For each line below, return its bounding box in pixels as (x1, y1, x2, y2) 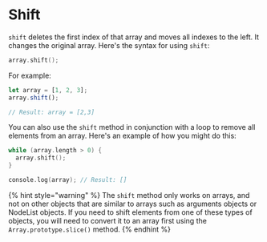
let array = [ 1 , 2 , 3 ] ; (8, 86, 88, 94)
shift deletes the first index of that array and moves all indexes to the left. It (8, 32, 259, 42)
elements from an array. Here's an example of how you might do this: (8, 131, 237, 141)
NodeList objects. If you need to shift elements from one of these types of (8, 207, 253, 217)
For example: (8, 71, 52, 80)
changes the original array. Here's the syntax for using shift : (8, 40, 210, 50)
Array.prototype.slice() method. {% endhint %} (8, 224, 171, 234)
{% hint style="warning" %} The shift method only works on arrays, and (8, 190, 250, 200)
